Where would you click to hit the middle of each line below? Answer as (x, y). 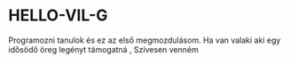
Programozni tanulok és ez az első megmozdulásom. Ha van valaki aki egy (145, 40)
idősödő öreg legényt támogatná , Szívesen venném (103, 49)
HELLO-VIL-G (58, 16)
